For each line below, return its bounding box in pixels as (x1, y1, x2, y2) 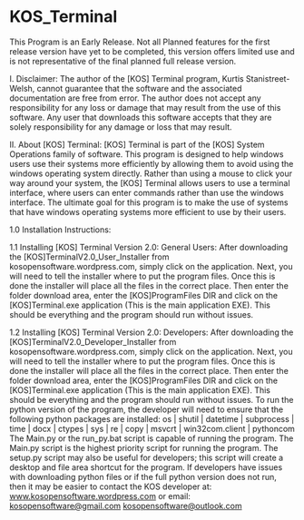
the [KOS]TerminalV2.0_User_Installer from (9, 251, 170, 262)
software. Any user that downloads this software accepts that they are (9, 112, 272, 123)
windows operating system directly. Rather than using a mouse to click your (9, 168, 293, 179)
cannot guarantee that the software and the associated (36, 83, 242, 93)
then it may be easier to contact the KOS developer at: (9, 481, 212, 492)
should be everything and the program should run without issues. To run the (9, 394, 294, 405)
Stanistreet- (245, 73, 290, 83)
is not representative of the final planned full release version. (9, 55, 237, 66)
